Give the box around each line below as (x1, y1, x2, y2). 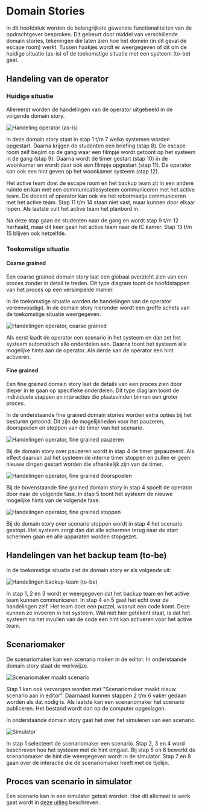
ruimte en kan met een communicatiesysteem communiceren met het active (6, 185, 195, 193)
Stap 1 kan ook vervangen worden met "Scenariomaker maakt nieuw (6, 685, 177, 692)
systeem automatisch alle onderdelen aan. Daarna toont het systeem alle (6, 340, 187, 347)
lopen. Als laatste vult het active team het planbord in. (6, 205, 140, 212)
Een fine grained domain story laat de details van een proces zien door (6, 380, 182, 387)
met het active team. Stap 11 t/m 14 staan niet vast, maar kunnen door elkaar (6, 198, 195, 206)
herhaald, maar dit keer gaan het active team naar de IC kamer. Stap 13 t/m (6, 223, 192, 230)
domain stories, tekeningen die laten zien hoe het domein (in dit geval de (6, 37, 187, 44)
